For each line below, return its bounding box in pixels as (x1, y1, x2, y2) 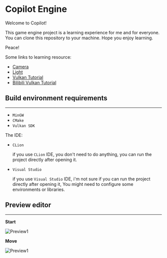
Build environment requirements (5, 94, 108, 102)
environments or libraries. (12, 186, 65, 192)
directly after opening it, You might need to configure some (12, 181, 134, 187)
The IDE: (5, 132, 23, 138)
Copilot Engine (5, 3, 67, 15)
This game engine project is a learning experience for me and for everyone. (5, 29, 160, 35)
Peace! (5, 44, 20, 50)
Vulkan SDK (12, 123, 35, 128)
